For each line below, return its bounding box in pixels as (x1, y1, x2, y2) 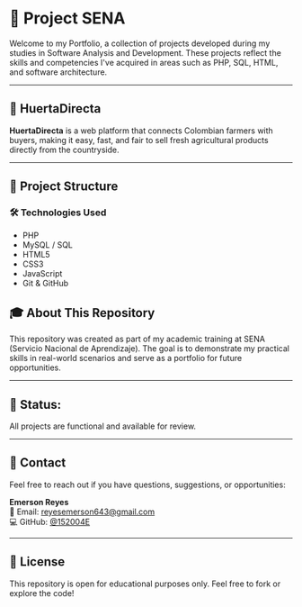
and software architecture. (9, 67, 108, 77)
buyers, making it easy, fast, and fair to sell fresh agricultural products (9, 134, 269, 145)
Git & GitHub (22, 278, 69, 289)
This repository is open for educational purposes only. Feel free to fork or (9, 578, 281, 589)
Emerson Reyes (9, 496, 69, 507)
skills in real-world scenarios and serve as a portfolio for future (9, 353, 243, 364)
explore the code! (9, 587, 75, 598)
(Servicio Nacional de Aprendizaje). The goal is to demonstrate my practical (9, 343, 290, 354)
